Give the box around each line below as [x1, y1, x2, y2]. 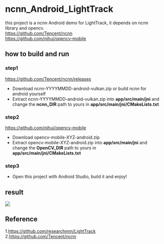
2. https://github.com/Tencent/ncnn [5, 233, 76, 239]
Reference [5, 215, 38, 223]
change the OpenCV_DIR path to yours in [12, 145, 97, 151]
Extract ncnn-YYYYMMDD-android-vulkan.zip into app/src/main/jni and [12, 96, 160, 102]
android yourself [12, 90, 46, 97]
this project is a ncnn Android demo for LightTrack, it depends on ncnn [5, 20, 149, 26]
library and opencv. [5, 25, 44, 31]
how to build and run [5, 50, 69, 58]
